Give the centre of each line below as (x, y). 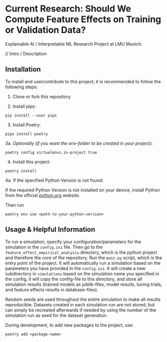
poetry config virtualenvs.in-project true (51, 152)
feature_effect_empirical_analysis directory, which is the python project (81, 252)
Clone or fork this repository (41, 96)
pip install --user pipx (31, 115)
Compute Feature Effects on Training (83, 19)
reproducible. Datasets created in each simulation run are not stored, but (80, 304)
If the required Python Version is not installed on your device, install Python (82, 190)
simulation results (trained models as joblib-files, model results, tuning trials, (84, 284)
